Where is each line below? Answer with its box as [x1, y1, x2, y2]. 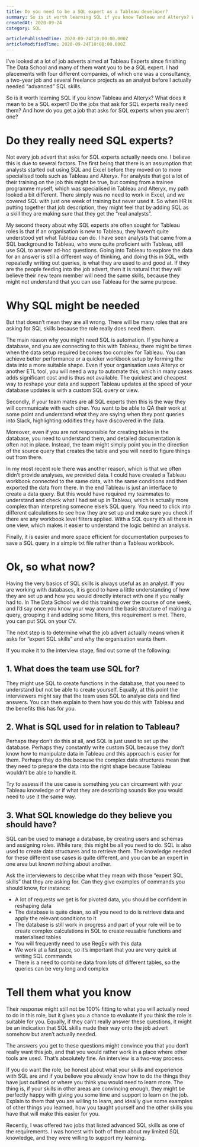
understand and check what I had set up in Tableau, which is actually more [6, 496, 189, 503]
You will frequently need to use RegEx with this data [14, 940, 142, 947]
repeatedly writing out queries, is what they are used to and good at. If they [6, 259, 190, 266]
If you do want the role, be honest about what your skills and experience [6, 1066, 182, 1074]
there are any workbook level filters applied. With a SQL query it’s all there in [6, 515, 192, 522]
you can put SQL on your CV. [6, 617, 77, 625]
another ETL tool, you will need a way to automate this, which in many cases [6, 368, 192, 375]
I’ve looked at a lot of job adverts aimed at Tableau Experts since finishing [6, 57, 187, 65]
